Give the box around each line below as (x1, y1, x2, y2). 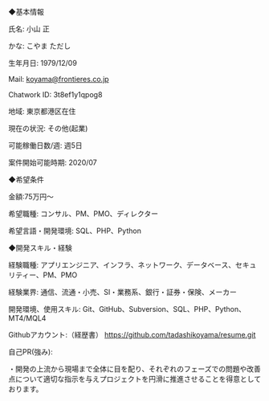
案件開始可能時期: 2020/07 (8, 158, 98, 167)
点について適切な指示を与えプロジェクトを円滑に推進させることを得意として (8, 374, 262, 383)
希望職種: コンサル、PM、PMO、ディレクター (8, 209, 159, 219)
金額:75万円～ (8, 192, 55, 201)
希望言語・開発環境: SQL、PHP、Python (8, 226, 142, 235)
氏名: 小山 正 (8, 24, 50, 34)
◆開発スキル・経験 (8, 243, 72, 252)
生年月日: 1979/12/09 (8, 59, 78, 68)
